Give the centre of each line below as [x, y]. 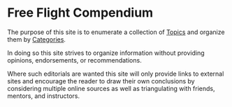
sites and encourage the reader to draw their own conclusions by [101, 81]
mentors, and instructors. [44, 96]
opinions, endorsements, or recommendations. [74, 60]
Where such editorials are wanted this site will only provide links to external [116, 74]
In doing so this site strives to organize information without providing [106, 53]
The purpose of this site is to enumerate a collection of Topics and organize [116, 32]
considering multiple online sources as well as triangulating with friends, [111, 88]
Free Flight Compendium [80, 13]
